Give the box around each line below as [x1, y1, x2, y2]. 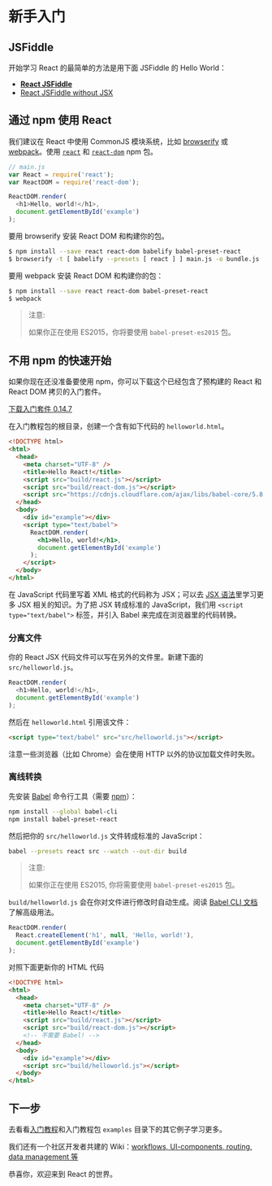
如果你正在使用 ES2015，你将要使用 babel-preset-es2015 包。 [28, 327, 235, 338]
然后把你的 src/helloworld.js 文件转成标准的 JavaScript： [8, 831, 205, 840]
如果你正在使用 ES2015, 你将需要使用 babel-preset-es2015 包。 [28, 880, 240, 890]
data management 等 [8, 1152, 79, 1162]
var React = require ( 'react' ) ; [8, 170, 114, 179]
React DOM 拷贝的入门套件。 [8, 387, 106, 397]
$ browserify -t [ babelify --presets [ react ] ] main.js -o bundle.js [8, 255, 260, 263]
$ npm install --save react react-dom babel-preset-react [8, 286, 209, 295]
